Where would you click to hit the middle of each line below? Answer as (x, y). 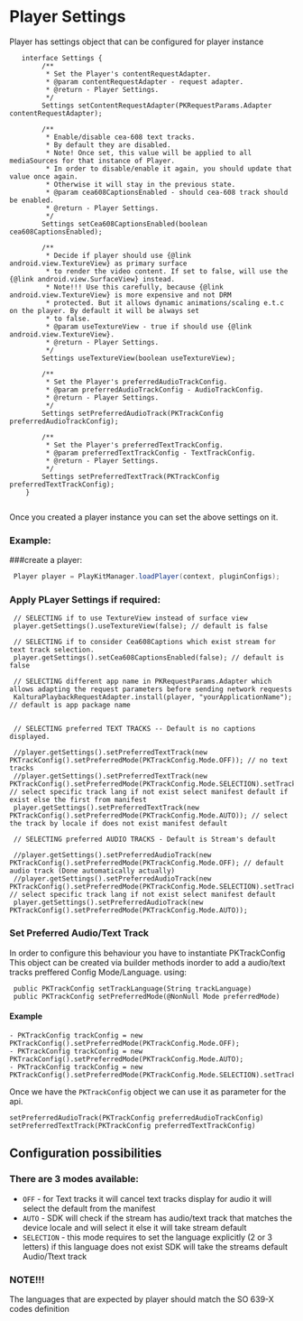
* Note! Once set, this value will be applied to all (149, 152)
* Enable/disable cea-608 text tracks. (120, 137)
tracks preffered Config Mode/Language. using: (98, 972)
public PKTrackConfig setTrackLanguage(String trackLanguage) (133, 988)
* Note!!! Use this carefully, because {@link (134, 287)
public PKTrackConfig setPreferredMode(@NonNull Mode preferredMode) (147, 996)
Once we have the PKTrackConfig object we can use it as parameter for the (148, 1091)
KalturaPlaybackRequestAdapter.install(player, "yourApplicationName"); (153, 697)
